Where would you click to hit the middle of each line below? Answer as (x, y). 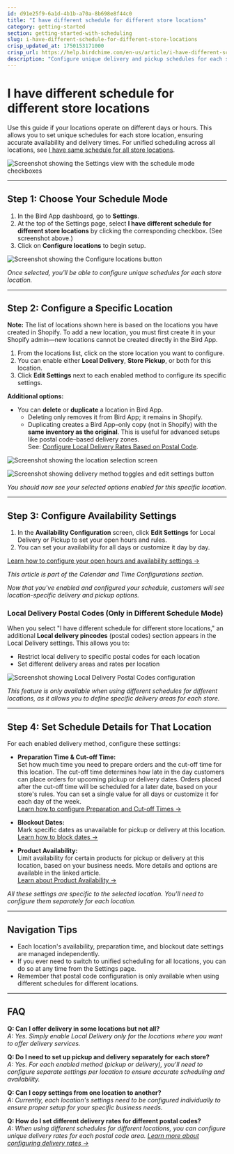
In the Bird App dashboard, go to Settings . (78, 216)
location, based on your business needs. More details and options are (117, 866)
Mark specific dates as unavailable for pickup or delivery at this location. (121, 830)
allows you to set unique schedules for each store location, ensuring (105, 135)
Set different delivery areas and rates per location (88, 664)
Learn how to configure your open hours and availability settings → (103, 561)
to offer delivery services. (44, 1043)
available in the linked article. (59, 873)
